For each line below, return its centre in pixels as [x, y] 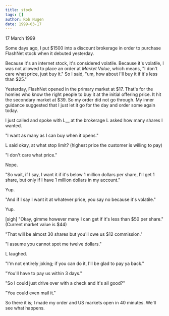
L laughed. [16, 254]
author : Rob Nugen [24, 19]
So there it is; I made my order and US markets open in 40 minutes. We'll [81, 303]
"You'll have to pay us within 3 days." [44, 274]
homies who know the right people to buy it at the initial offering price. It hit [83, 94]
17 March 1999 [20, 38]
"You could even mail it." [31, 293]
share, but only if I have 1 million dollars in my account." [63, 180]
